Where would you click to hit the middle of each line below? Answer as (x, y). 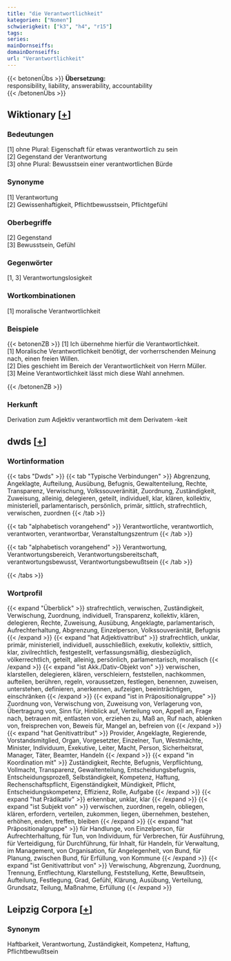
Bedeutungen (30, 134)
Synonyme (26, 182)
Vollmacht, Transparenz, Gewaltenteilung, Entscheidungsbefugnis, (102, 770)
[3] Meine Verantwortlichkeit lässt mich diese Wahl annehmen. (96, 373)
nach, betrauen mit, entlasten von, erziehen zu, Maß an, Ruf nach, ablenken (114, 719)
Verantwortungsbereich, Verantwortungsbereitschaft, (83, 554)
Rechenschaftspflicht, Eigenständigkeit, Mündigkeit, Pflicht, (92, 785)
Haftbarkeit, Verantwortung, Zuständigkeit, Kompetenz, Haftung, (99, 944)
